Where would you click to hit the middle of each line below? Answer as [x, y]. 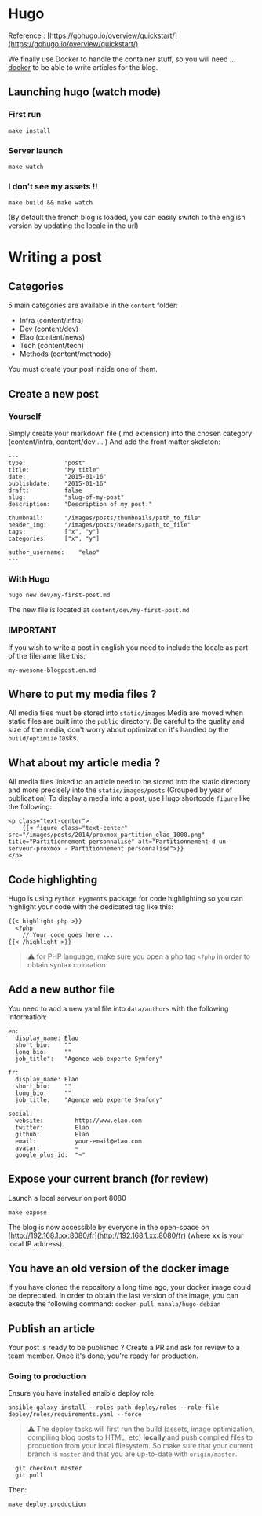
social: [21, 1114]
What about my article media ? [84, 763]
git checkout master [49, 1469]
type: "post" [47, 463]
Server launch [36, 150]
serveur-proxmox [35, 849]
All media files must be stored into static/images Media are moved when [126, 713]
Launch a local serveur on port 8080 [67, 1198]
